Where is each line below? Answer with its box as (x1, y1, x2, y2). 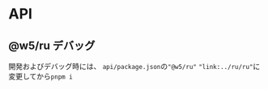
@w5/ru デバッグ (8, 38, 96, 52)
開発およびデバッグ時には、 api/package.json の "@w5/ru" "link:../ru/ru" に (8, 62, 261, 71)
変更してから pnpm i (8, 71, 73, 81)
